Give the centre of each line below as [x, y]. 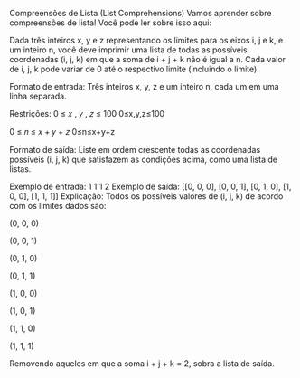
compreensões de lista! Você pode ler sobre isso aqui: [111, 23]
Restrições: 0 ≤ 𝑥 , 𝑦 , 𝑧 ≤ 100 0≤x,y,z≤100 [87, 113]
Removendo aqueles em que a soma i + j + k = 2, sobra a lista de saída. [142, 364]
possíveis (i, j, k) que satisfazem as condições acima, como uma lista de [144, 159]
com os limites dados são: [58, 206]
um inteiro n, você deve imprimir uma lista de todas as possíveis [128, 50]
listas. [20, 169]
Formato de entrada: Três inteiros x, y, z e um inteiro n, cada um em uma [144, 86]
